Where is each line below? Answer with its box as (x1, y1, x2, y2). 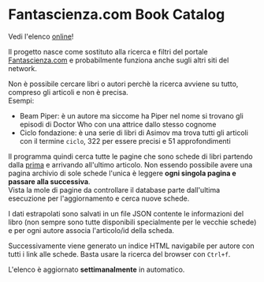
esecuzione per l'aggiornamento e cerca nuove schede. (8, 194, 190, 203)
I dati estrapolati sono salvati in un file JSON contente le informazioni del (8, 209, 244, 218)
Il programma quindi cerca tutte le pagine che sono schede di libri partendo (8, 152, 254, 161)
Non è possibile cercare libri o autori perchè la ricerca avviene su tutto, (8, 79, 239, 88)
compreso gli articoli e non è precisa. (8, 87, 128, 96)
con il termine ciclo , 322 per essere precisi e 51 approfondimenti (19, 136, 231, 145)
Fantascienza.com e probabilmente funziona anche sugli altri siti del (8, 55, 229, 65)
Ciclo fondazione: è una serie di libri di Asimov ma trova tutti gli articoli (19, 128, 248, 137)
